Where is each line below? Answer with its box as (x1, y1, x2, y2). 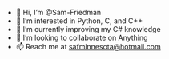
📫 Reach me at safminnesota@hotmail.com (15, 42, 162, 51)
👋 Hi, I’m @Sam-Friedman (15, 8, 102, 17)
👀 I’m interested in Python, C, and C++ (15, 16, 143, 26)
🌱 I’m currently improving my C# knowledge (15, 25, 162, 33)
